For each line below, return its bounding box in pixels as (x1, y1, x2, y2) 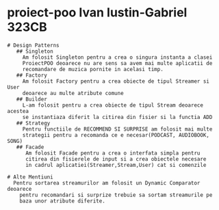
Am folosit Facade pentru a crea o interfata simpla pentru (25, 149, 201, 157)
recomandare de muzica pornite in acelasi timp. (22, 66, 164, 73)
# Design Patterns (7, 42, 60, 49)
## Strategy (16, 120, 51, 127)
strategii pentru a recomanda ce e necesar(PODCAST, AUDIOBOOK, (22, 131, 210, 138)
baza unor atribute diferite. (19, 197, 106, 205)
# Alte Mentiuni (7, 173, 53, 181)
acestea (7, 107, 29, 114)
